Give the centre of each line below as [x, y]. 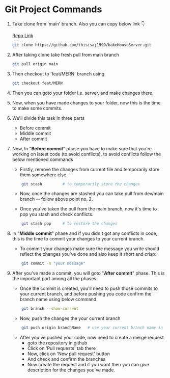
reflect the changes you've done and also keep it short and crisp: [88, 254]
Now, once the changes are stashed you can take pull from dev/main [92, 194]
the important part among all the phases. [55, 279]
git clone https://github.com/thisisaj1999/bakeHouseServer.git [82, 45]
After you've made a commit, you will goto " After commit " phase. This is [88, 273]
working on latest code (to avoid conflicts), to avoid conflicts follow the [87, 154]
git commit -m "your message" [53, 263]
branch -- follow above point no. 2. [56, 199]
